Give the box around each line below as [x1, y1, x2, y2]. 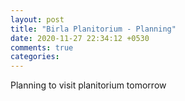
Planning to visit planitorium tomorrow [10, 79, 167, 91]
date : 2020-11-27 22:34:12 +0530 [10, 33, 150, 43]
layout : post [10, 14, 65, 25]
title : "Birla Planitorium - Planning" [10, 24, 177, 34]
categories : [10, 52, 60, 62]
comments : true [10, 42, 74, 53]
